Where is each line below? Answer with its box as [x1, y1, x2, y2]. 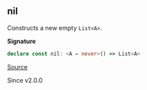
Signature [7, 37, 37, 45]
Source [7, 63, 28, 71]
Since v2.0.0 [7, 76, 43, 85]
